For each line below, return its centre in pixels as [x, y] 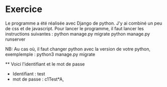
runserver [15, 39]
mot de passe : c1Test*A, [38, 79]
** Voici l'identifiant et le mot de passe [45, 64]
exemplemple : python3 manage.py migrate [50, 54]
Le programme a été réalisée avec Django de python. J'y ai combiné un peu [84, 23]
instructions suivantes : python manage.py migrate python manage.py [77, 34]
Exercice [24, 9]
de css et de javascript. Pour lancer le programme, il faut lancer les [75, 28]
